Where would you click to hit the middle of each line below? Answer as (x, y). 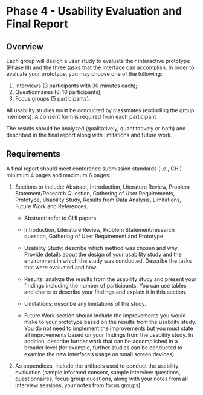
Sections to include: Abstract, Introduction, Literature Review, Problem (102, 187)
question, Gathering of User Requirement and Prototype (94, 236)
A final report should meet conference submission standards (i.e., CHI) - (96, 169)
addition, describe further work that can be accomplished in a (101, 341)
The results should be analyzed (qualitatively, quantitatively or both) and (96, 128)
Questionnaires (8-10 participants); (59, 92)
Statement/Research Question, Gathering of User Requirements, (95, 193)
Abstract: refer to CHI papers (60, 218)
